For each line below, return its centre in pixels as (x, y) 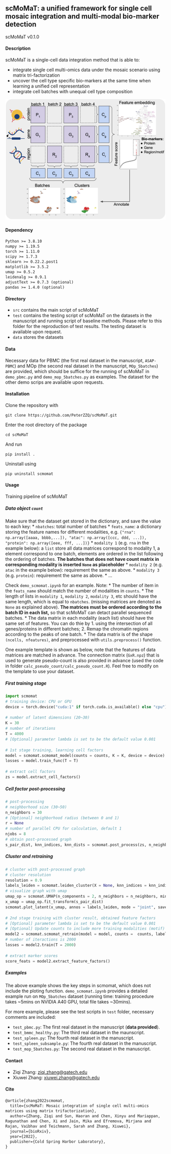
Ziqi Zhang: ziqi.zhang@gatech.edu (50, 1072)
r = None (15, 823)
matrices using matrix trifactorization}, (51, 1111)
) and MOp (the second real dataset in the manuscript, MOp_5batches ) (87, 366)
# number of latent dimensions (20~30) (48, 718)
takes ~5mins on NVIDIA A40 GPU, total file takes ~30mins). (68, 1002)
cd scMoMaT (17, 434)
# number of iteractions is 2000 (41, 940)
